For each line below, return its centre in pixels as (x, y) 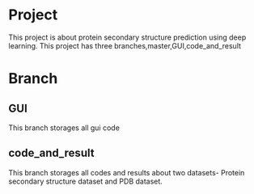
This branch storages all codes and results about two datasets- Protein (127, 172)
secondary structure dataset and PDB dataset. (86, 181)
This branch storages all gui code (64, 128)
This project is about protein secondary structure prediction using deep (127, 37)
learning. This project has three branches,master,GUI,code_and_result (125, 45)
